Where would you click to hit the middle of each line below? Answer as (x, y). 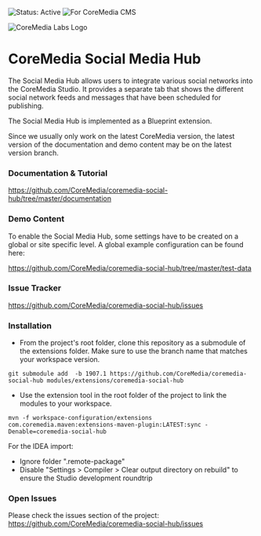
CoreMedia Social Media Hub (105, 59)
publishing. (26, 105)
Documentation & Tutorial (58, 173)
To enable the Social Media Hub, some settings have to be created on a (123, 236)
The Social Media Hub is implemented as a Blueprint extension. (110, 121)
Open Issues (33, 498)
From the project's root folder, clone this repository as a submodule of (132, 343)
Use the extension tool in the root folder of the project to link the (123, 396)
